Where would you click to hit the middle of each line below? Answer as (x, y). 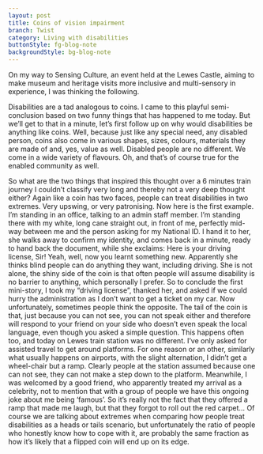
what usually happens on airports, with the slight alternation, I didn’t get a (128, 358)
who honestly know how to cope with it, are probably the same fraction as (129, 433)
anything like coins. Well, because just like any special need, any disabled (128, 132)
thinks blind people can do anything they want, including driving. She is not (130, 265)
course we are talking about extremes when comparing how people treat (126, 416)
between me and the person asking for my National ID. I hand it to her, (137, 231)
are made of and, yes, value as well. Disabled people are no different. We (127, 149)
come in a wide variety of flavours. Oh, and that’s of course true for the (124, 157)
